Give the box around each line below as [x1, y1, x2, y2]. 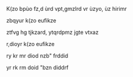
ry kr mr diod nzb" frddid [6, 52, 69, 59]
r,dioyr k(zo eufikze [6, 41, 55, 47]
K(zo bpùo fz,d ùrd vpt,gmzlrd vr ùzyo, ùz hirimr [6, 5, 127, 12]
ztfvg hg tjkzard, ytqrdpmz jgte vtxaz [6, 28, 99, 36]
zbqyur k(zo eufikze [6, 17, 56, 24]
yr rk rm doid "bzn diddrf [6, 64, 69, 71]
